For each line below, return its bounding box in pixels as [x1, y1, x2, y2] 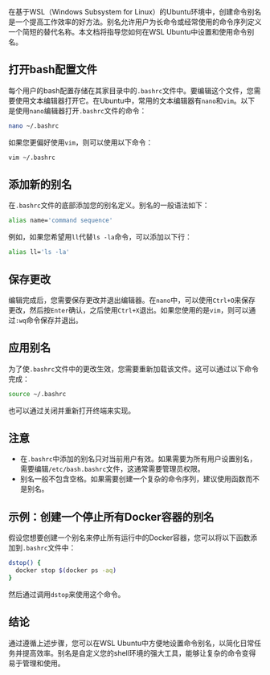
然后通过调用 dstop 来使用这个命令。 [8, 589, 125, 599]
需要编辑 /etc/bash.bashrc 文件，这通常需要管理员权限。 [19, 464, 205, 474]
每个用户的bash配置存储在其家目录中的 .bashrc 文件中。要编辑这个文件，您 [8, 85, 255, 95]
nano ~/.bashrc [8, 121, 59, 130]
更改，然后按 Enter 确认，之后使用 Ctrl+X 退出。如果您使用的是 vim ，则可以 [8, 305, 249, 315]
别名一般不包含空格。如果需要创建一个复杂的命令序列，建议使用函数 [19, 474, 246, 484]
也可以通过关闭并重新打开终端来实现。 [8, 405, 135, 415]
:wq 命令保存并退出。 [15, 315, 83, 325]
